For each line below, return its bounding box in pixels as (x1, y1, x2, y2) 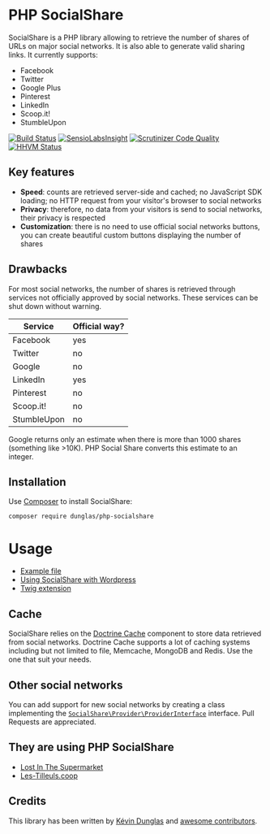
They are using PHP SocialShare (8, 741, 174, 754)
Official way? (72, 320, 125, 332)
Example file (19, 567, 62, 576)
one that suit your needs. (8, 654, 92, 664)
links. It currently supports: (8, 50, 99, 59)
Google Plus (19, 83, 62, 93)
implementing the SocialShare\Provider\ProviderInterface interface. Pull (8, 708, 255, 718)
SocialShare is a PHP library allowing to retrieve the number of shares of (8, 33, 250, 42)
